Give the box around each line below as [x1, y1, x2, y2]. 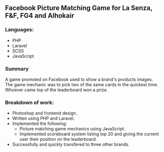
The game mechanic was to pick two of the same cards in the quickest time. [5, 81, 159, 87]
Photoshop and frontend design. [12, 110, 78, 116]
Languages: [5, 26, 34, 33]
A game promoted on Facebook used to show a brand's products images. [5, 76, 153, 82]
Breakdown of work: [5, 99, 54, 106]
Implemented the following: [12, 121, 67, 127]
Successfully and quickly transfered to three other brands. [12, 142, 130, 148]
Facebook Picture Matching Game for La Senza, [5, 4, 153, 12]
